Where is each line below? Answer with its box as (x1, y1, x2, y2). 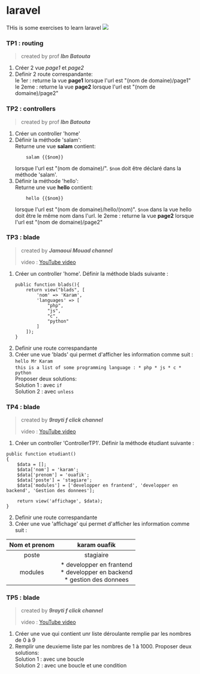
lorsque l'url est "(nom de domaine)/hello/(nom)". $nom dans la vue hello (14, 206, 192, 213)
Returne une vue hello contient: (14, 184, 93, 191)
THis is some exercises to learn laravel (6, 24, 102, 31)
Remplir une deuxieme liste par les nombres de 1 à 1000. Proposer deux (14, 643, 192, 650)
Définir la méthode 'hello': (14, 177, 79, 184)
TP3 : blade (6, 233, 40, 242)
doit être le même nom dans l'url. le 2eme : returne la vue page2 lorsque (14, 212, 194, 219)
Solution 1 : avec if (14, 381, 62, 389)
